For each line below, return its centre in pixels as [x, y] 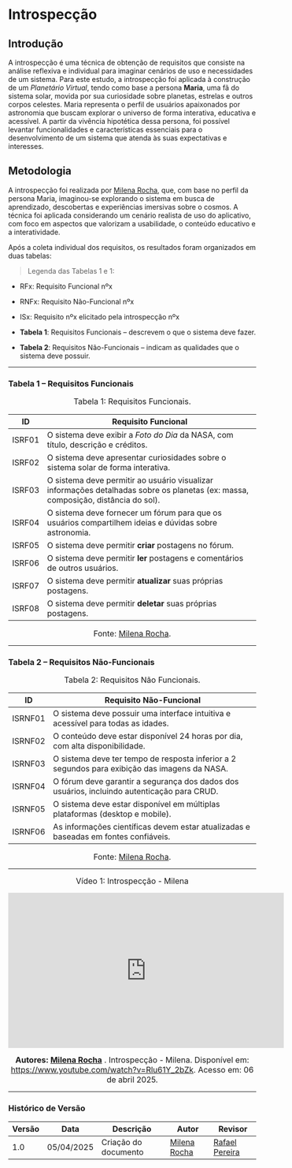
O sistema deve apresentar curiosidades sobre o [137, 457]
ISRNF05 [29, 809]
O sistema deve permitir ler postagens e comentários [145, 558]
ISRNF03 [29, 764]
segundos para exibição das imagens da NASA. [140, 769]
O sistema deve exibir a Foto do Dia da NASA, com [140, 435]
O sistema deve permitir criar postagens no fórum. [140, 546]
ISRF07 [26, 586]
